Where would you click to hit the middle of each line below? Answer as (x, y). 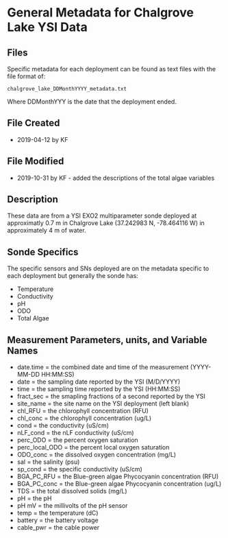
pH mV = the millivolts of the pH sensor (72, 506)
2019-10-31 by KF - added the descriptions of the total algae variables (116, 178)
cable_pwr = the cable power (58, 528)
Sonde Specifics (43, 252)
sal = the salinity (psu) (48, 462)
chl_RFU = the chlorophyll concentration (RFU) (83, 411)
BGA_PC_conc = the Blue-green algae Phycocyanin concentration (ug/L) (119, 484)
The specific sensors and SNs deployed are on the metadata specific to (108, 268)
